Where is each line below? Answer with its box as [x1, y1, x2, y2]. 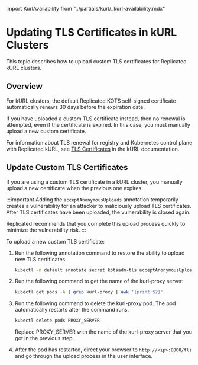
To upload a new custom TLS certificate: [6, 238, 105, 245]
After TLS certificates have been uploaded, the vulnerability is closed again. [6, 209, 191, 216]
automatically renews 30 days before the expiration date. [6, 103, 145, 110]
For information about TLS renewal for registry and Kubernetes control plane [6, 139, 193, 146]
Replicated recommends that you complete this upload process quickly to [6, 220, 186, 227]
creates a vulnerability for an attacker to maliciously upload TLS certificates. [6, 202, 192, 209]
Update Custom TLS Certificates [6, 162, 128, 172]
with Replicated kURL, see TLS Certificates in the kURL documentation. [6, 145, 180, 152]
